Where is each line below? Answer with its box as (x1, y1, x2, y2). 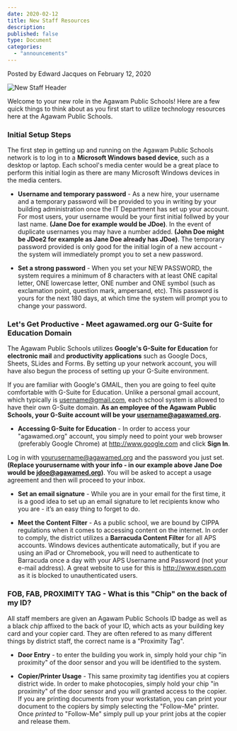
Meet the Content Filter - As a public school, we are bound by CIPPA (17, 519, 219, 527)
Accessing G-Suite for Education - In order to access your (17, 424, 190, 433)
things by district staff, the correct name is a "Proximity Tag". (7, 637, 185, 645)
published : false (7, 30, 59, 38)
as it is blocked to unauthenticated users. (17, 571, 138, 580)
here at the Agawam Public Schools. (7, 111, 113, 121)
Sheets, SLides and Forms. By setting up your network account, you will (7, 359, 217, 368)
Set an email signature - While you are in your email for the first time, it (17, 490, 226, 498)
